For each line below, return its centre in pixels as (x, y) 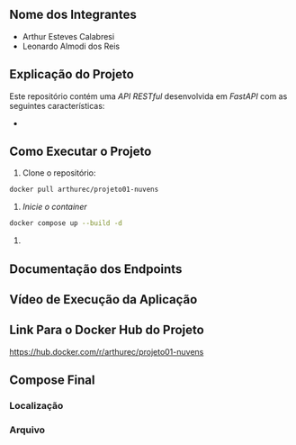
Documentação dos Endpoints (96, 269)
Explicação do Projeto (72, 74)
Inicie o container (54, 207)
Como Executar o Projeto (81, 152)
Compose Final (52, 381)
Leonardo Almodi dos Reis (71, 46)
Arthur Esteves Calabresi (68, 36)
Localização (36, 406)
